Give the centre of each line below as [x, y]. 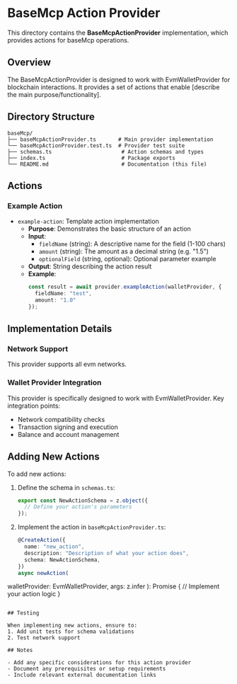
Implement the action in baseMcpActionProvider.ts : [92, 527]
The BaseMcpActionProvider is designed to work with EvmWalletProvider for [119, 79]
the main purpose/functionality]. [54, 94]
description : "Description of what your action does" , [107, 553]
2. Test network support [44, 638]
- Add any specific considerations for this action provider [99, 663]
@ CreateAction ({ [41, 540]
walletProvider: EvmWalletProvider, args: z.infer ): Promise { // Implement [114, 586]
